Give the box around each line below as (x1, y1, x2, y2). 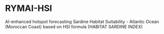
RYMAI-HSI (5, 3, 52, 14)
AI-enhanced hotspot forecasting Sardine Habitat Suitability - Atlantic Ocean (5, 19, 159, 24)
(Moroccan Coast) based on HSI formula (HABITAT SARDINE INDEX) (5, 23, 143, 29)
